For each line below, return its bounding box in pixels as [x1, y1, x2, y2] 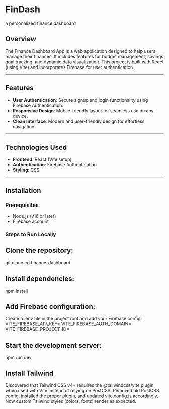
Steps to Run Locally [5, 231, 56, 238]
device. [12, 113, 28, 119]
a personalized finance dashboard [5, 20, 76, 26]
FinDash [5, 4, 41, 15]
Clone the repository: [5, 246, 73, 255]
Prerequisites [5, 201, 39, 209]
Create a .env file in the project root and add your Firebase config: [5, 316, 142, 322]
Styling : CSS [12, 167, 40, 173]
